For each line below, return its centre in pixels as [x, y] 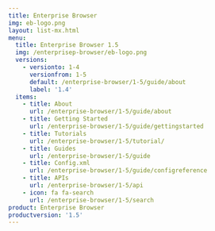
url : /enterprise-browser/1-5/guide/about [100, 112]
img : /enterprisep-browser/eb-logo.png [81, 52]
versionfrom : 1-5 [58, 75]
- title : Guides [50, 148]
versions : [31, 60]
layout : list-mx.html [44, 30]
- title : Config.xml [56, 164]
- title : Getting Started [65, 119]
